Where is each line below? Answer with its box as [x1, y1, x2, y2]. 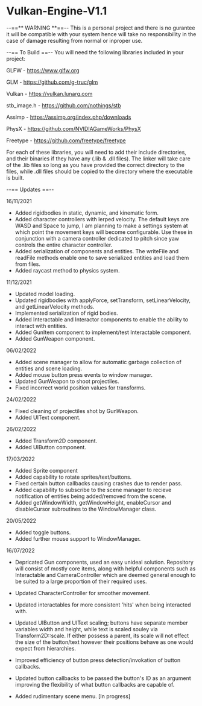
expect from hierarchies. [14, 645, 77, 652]
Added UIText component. [14, 414, 81, 421]
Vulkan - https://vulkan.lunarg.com [6, 90, 93, 97]
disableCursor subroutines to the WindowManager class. [14, 505, 157, 512]
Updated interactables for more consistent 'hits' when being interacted [14, 601, 191, 608]
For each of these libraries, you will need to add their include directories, [6, 148, 187, 156]
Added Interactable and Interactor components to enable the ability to [14, 315, 189, 323]
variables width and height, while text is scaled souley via [14, 625, 158, 632]
